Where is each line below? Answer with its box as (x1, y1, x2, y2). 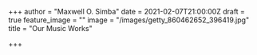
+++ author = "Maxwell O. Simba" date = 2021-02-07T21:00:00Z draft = (8, 7, 246, 16)
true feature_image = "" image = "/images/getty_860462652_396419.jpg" (8, 15, 250, 25)
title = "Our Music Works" (8, 24, 93, 33)
